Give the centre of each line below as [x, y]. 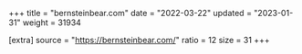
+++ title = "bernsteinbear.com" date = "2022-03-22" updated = [130, 13]
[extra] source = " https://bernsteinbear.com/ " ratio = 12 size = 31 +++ [139, 40]
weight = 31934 [52, 22]
